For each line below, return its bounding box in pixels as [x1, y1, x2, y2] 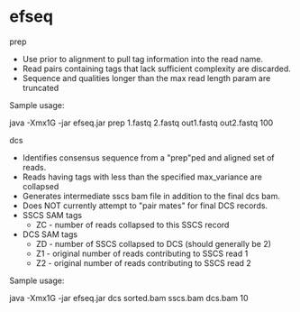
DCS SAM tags [22, 228, 78, 240]
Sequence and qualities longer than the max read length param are [22, 72, 271, 83]
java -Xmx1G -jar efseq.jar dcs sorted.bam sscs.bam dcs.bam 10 [9, 292, 250, 303]
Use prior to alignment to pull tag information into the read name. [22, 53, 264, 64]
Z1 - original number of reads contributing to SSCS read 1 [35, 248, 249, 259]
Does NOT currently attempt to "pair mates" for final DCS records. [22, 200, 268, 211]
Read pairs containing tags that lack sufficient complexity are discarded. [22, 63, 291, 74]
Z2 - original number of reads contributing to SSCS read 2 [35, 257, 252, 268]
